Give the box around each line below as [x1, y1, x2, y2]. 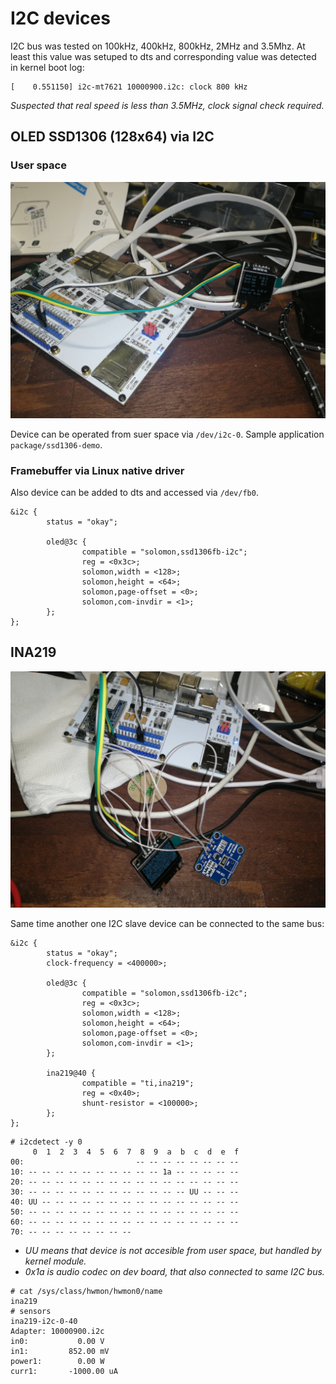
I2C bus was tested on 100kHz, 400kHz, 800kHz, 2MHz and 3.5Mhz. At [10, 40, 306, 52]
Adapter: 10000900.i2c [10, 1326, 105, 1336]
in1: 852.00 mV [10, 1346, 110, 1356]
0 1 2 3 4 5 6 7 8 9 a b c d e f [32, 1147, 240, 1157]
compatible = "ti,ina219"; [81, 1078, 195, 1088]
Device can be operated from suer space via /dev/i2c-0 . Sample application [10, 428, 325, 440]
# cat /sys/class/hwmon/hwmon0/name [10, 1286, 163, 1296]
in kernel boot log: [10, 61, 85, 73]
